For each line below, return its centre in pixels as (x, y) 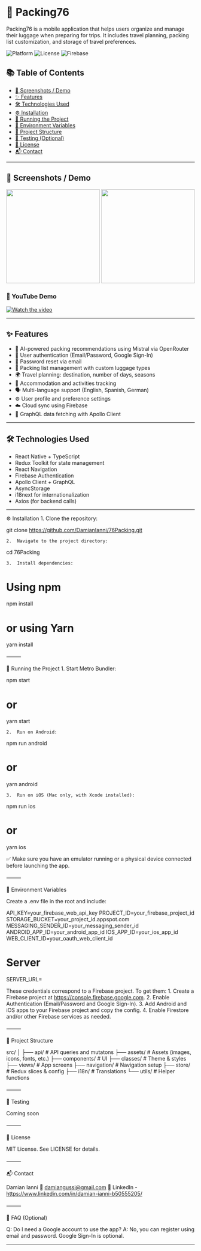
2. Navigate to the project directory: (57, 541)
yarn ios (16, 847)
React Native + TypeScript (47, 456)
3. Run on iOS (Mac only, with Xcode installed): (71, 795)
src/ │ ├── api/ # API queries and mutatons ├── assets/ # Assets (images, (99, 1052)
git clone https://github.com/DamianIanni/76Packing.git (74, 530)
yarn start (18, 721)
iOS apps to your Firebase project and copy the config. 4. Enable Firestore (98, 1010)
